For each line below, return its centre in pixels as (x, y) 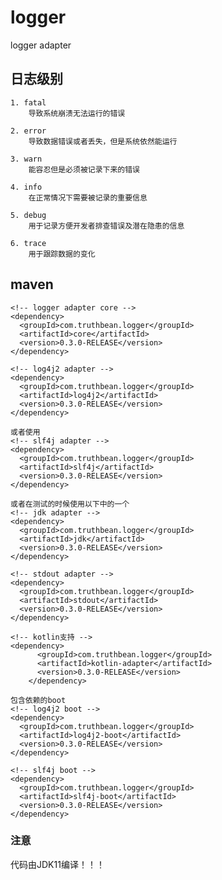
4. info (26, 187)
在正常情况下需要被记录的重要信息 (88, 197)
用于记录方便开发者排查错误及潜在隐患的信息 (106, 226)
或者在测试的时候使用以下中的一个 (70, 504)
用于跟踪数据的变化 (62, 254)
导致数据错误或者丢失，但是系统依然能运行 (103, 141)
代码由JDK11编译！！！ (57, 864)
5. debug (28, 215)
